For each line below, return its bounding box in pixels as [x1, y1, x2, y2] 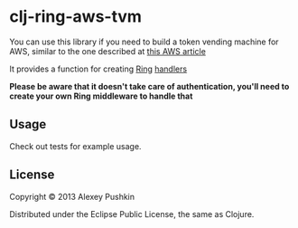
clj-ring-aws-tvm [9, 6, 143, 27]
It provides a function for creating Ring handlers [9, 63, 188, 74]
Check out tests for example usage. [9, 140, 142, 151]
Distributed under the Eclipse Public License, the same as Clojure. [9, 208, 255, 219]
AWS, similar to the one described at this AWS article [9, 45, 206, 56]
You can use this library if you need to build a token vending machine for [9, 36, 279, 47]
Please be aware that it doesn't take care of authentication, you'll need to [9, 81, 290, 91]
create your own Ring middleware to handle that [9, 90, 193, 101]
